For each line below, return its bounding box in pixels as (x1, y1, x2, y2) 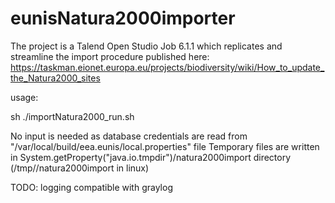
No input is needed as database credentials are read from (10, 130, 248, 142)
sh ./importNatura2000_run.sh (10, 110, 135, 122)
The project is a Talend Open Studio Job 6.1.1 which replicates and (10, 40, 283, 52)
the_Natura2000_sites (10, 72, 101, 84)
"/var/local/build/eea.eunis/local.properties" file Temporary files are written (10, 140, 320, 152)
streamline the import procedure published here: (10, 50, 210, 62)
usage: (10, 91, 39, 103)
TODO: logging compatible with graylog (10, 181, 173, 193)
